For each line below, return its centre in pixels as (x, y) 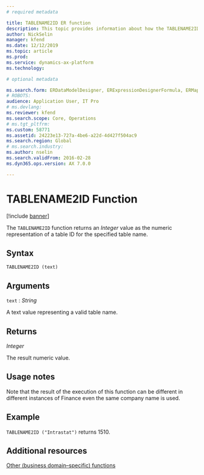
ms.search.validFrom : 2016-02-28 (49, 158)
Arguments (28, 286)
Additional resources (47, 451)
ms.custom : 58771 (28, 130)
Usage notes (31, 377)
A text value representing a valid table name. (62, 312)
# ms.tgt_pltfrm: (28, 124)
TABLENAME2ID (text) (32, 267)
